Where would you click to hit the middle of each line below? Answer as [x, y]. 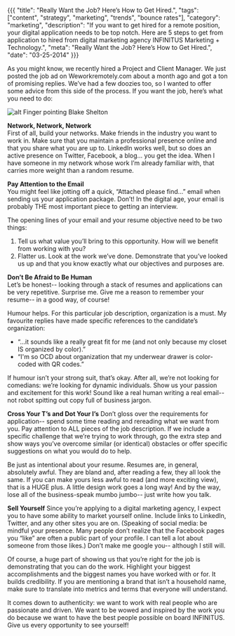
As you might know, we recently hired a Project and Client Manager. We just [117, 69]
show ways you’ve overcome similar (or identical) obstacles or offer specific [117, 443]
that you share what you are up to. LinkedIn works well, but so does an [109, 148]
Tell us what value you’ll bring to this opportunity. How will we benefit [118, 241]
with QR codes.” [61, 364]
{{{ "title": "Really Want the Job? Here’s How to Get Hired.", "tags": [103, 10]
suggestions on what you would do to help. [69, 451]
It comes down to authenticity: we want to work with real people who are [112, 603]
